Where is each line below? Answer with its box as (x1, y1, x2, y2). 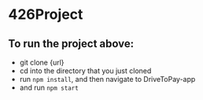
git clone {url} (19, 57, 65, 67)
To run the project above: (8, 37, 135, 50)
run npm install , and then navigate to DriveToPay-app (19, 75, 196, 83)
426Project (8, 6, 83, 24)
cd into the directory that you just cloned (19, 66, 152, 76)
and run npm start (19, 83, 79, 92)
